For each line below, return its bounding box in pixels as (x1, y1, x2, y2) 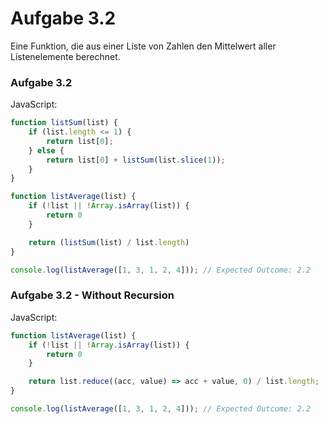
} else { (28, 145, 65, 156)
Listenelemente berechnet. (10, 50, 121, 62)
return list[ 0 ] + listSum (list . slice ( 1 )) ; (46, 155, 226, 165)
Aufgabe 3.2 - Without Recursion (10, 288, 175, 302)
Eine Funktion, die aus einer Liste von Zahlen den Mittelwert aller (10, 40, 277, 52)
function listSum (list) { (10, 118, 118, 128)
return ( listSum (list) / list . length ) (28, 237, 190, 247)
